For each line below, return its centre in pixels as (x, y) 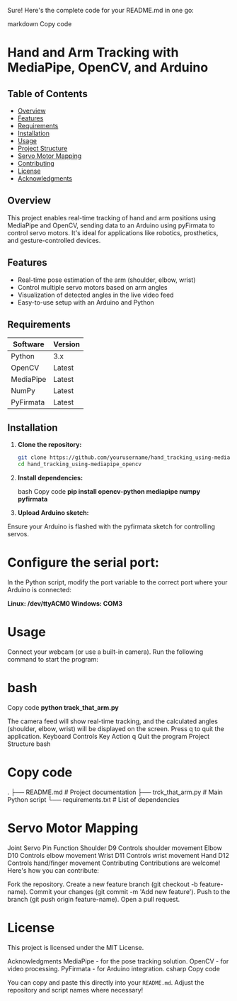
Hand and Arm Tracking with (93, 53)
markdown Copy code (40, 24)
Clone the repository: (50, 445)
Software (29, 344)
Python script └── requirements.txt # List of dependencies (93, 799)
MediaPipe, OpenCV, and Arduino (108, 68)
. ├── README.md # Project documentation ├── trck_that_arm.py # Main (115, 792)
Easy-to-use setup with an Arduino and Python (86, 302)
